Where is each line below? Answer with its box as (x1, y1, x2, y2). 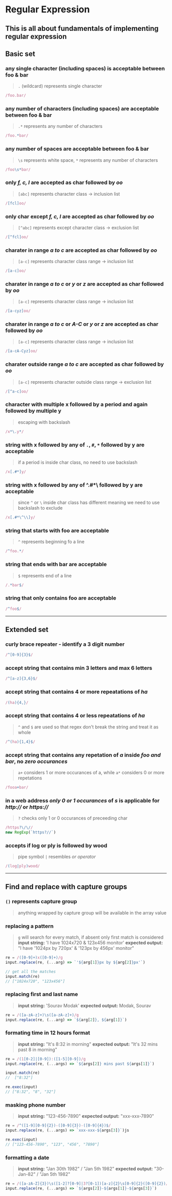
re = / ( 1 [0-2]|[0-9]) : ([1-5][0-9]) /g (5, 1056, 86, 1061)
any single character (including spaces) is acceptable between (5, 65, 165, 72)
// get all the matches (5, 969, 56, 974)
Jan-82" (17, 1171, 36, 1178)
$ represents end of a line (17, 572, 72, 578)
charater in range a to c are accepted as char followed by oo (5, 247, 158, 254)
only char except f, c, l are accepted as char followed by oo (5, 213, 155, 220)
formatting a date (5, 1154, 50, 1161)
